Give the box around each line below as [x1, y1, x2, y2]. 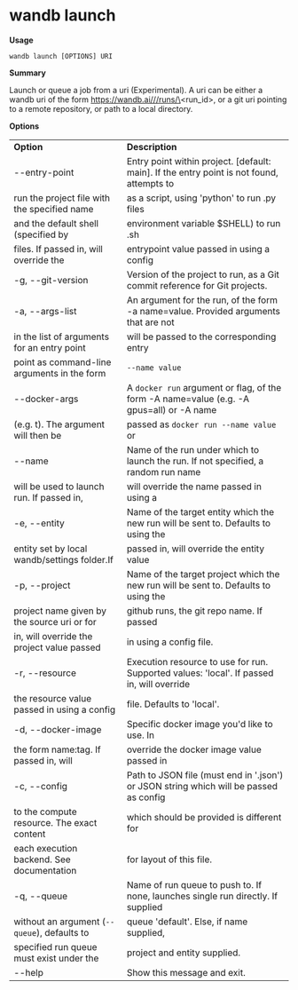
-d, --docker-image [13, 723, 102, 735]
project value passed [13, 641, 101, 653]
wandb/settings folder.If [13, 553, 114, 566]
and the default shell [13, 217, 99, 229]
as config [126, 791, 166, 804]
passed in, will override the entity [126, 543, 264, 555]
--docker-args [13, 392, 79, 405]
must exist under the [13, 952, 99, 964]
